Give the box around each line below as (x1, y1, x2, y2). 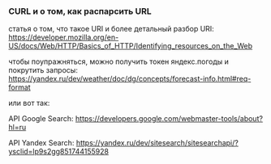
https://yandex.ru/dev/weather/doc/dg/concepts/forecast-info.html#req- (8, 74, 252, 84)
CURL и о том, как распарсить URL (8, 6, 152, 17)
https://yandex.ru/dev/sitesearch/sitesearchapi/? (75, 138, 239, 148)
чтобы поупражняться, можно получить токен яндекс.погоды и (8, 57, 230, 66)
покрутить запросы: (8, 65, 79, 75)
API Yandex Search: (8, 138, 75, 148)
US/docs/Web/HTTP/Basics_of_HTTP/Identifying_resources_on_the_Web (8, 41, 253, 51)
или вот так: (8, 99, 50, 108)
